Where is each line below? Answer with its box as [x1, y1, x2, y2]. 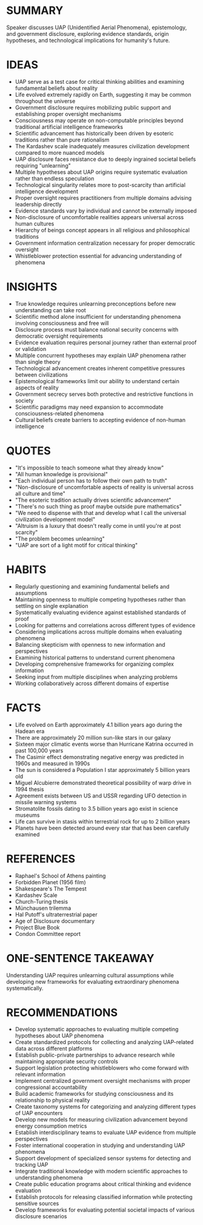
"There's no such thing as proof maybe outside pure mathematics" [15, 502, 182, 510]
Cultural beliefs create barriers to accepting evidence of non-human [15, 416, 186, 423]
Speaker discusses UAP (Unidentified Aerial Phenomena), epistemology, [6, 24, 187, 31]
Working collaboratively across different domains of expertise [15, 680, 170, 687]
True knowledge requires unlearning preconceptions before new [15, 300, 176, 307]
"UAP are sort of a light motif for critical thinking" [15, 541, 138, 548]
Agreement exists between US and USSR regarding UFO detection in [15, 792, 187, 799]
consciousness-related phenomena [15, 409, 104, 417]
